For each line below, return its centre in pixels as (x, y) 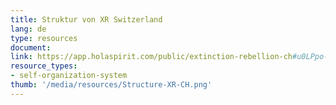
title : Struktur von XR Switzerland (86, 19)
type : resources (44, 38)
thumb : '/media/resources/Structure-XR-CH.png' (111, 85)
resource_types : (44, 66)
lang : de (28, 29)
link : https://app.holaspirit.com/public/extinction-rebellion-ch (151, 57)
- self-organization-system (69, 76)
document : (31, 47)
